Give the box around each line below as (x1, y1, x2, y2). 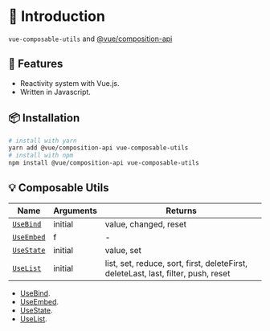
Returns (166, 205, 197, 216)
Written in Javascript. (19, 87, 91, 96)
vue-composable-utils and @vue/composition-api (8, 34, 173, 43)
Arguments (53, 205, 98, 216)
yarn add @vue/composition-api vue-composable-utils (8, 144, 189, 152)
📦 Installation (8, 112, 80, 125)
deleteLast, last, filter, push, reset (104, 268, 231, 279)
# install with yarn (8, 137, 78, 145)
